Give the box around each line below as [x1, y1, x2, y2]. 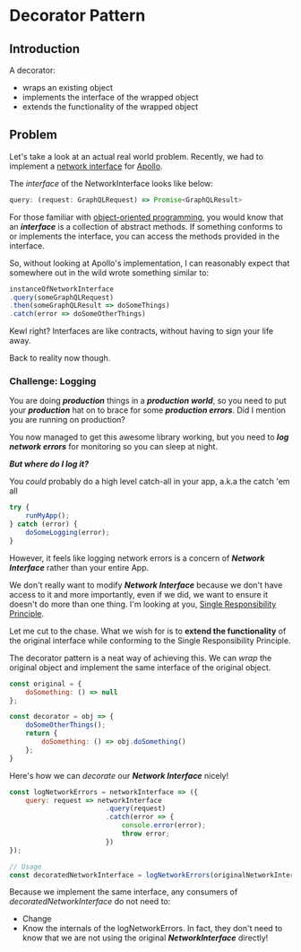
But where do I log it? [9, 459, 90, 469]
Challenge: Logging [9, 375, 97, 388]
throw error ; [121, 829, 170, 839]
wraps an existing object [21, 83, 114, 92]
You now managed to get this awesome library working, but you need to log [9, 432, 289, 442]
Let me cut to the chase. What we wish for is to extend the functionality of [9, 625, 287, 636]
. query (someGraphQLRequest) [9, 293, 115, 301]
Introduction [9, 41, 81, 57]
